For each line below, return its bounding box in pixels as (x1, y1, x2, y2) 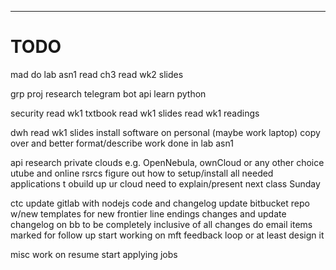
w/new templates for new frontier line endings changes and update (10, 207, 287, 220)
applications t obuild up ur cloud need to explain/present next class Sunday (10, 177, 321, 190)
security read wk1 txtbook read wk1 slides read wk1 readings (10, 107, 260, 119)
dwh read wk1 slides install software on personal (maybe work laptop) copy (10, 126, 321, 138)
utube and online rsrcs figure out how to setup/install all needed (10, 167, 274, 179)
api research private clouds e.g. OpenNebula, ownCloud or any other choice (10, 156, 325, 168)
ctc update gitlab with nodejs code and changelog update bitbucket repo (10, 197, 310, 209)
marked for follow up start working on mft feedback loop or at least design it (10, 229, 325, 241)
